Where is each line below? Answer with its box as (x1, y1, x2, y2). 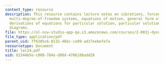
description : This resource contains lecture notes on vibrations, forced (5, 12, 161, 17)
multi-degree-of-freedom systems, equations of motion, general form (9, 16, 154, 21)
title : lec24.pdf (5, 48, 41, 53)
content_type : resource (5, 7, 54, 12)
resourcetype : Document (5, 43, 54, 48)
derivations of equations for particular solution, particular (9, 21, 141, 26)
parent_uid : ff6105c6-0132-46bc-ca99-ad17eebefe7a (5, 39, 110, 44)
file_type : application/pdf (5, 35, 62, 40)
